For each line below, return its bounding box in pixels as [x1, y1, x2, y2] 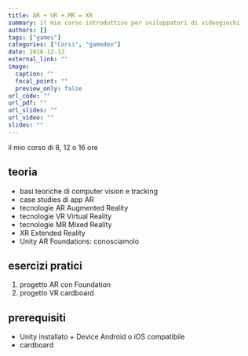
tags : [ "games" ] [8, 33, 61, 42]
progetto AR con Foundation [19, 280, 111, 289]
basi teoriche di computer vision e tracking [19, 186, 159, 196]
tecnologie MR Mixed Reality [19, 219, 112, 229]
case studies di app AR [19, 194, 94, 204]
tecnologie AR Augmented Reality [19, 203, 129, 212]
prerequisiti [8, 311, 67, 325]
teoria [8, 166, 38, 179]
